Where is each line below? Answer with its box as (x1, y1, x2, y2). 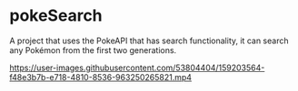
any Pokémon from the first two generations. (9, 44, 177, 55)
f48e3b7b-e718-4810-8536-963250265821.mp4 (9, 71, 193, 82)
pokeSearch (9, 5, 103, 26)
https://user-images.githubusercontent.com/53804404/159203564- (9, 62, 265, 73)
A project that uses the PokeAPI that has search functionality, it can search (9, 35, 289, 46)
